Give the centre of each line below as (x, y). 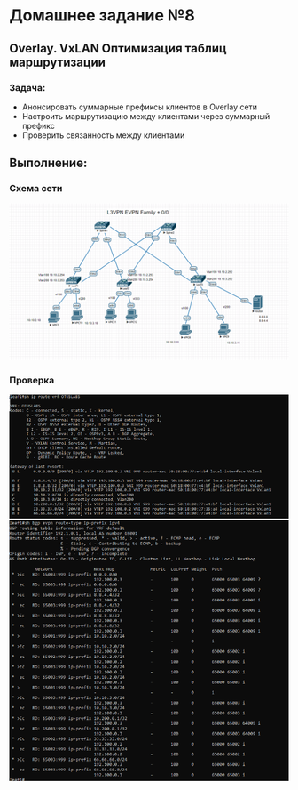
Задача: (27, 87)
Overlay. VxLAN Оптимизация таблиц (118, 48)
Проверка (32, 380)
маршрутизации (58, 62)
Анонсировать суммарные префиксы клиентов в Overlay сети (140, 107)
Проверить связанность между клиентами (103, 135)
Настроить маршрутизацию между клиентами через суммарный (146, 116)
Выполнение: (48, 163)
